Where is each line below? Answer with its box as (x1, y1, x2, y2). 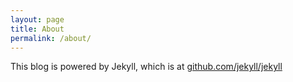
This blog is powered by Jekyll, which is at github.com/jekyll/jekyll (10, 61, 283, 73)
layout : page (10, 14, 65, 25)
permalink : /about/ (10, 33, 92, 43)
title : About (10, 24, 65, 34)
